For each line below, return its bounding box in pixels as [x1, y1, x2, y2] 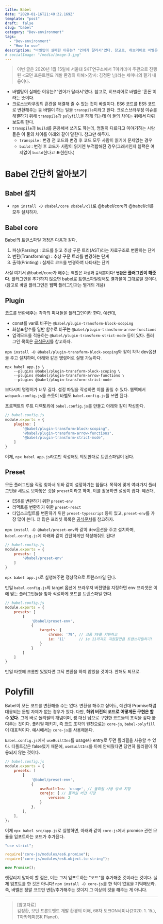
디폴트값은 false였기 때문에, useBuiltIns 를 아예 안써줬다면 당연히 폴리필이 [11, 744, 152, 749]
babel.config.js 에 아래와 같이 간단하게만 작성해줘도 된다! [5, 533, 115, 538]
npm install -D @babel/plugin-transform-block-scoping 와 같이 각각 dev [5, 349, 149, 355]
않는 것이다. [17, 749, 40, 755]
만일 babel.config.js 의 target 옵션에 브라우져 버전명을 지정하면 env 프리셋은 [5, 585, 153, 591]
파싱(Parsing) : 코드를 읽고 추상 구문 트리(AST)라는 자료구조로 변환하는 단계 [12, 248, 156, 253]
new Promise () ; [5, 865, 36, 871]
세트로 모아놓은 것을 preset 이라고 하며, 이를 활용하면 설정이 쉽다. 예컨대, [17, 487, 155, 494]
